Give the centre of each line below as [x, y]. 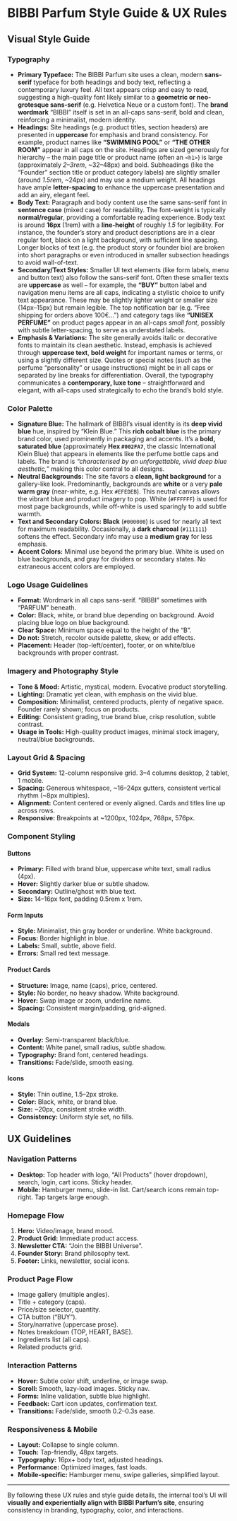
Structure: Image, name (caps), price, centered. [87, 985]
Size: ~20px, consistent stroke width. [72, 1109]
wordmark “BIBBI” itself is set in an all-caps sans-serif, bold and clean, [121, 112]
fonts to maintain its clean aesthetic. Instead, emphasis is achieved [115, 345]
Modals [19, 1024]
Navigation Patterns [42, 1159]
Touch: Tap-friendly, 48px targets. [68, 1452]
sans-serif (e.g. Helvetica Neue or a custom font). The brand [139, 105]
